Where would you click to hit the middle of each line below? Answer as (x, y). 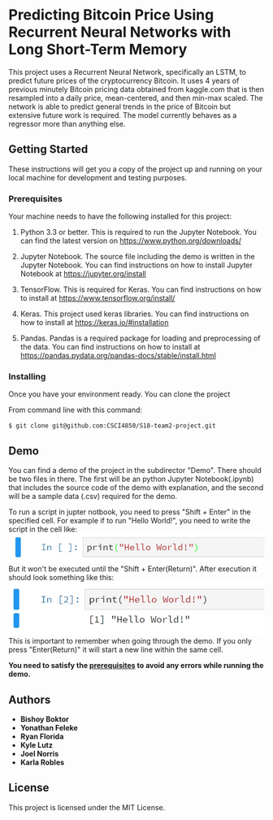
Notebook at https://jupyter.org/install (83, 274)
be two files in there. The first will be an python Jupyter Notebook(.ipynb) (131, 479)
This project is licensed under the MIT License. (87, 807)
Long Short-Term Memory (98, 50)
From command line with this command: (76, 410)
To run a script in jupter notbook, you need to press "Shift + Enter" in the (130, 512)
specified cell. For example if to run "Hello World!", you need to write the (130, 521)
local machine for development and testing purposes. (98, 177)
